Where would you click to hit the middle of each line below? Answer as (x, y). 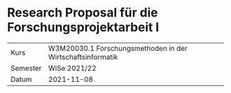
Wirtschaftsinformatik (83, 56)
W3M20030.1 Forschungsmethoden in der (118, 48)
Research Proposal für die (82, 13)
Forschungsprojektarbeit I (83, 27)
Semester (26, 68)
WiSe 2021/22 (72, 68)
